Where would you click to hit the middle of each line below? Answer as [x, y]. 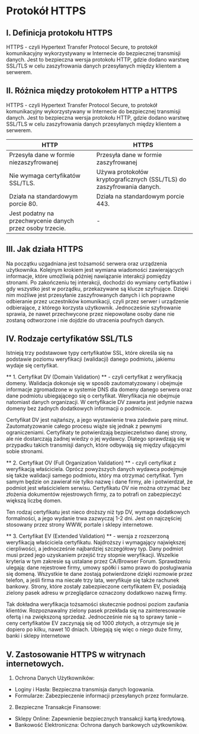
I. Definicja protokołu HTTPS [60, 33]
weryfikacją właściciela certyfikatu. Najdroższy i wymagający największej [96, 543]
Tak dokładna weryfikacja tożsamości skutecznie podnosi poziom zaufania [97, 604]
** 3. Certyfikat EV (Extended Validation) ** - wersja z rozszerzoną [88, 536]
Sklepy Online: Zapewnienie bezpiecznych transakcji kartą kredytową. [100, 719]
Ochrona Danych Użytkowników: [54, 678]
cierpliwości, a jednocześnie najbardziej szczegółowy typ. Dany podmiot [95, 549]
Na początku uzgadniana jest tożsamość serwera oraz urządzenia [87, 263]
